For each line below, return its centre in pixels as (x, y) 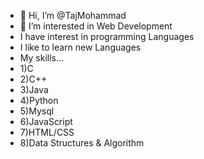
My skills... (42, 58)
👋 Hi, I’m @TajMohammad (73, 15)
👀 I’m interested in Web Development (96, 26)
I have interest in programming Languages (107, 36)
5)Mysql (37, 111)
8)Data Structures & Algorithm (82, 143)
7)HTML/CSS (47, 132)
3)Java (34, 89)
